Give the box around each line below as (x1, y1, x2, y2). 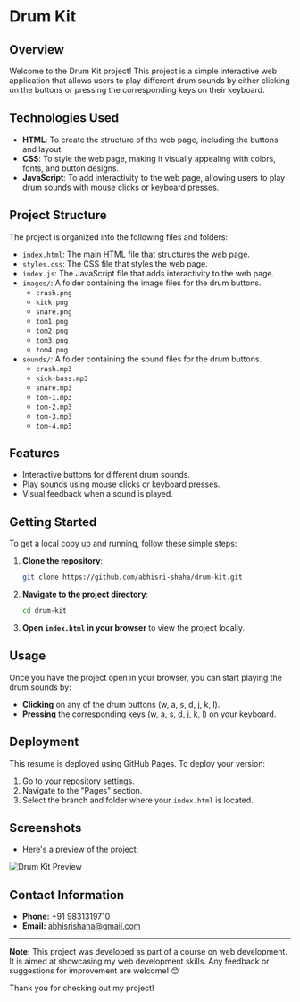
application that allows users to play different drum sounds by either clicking (9, 75, 290, 86)
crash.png (35, 288, 73, 297)
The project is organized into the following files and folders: (9, 231, 229, 242)
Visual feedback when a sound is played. (21, 488, 174, 499)
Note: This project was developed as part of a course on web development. (9, 947, 288, 957)
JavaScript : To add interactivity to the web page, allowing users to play (21, 172, 286, 183)
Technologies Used (9, 110, 119, 126)
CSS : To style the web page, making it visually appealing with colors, (21, 153, 277, 164)
